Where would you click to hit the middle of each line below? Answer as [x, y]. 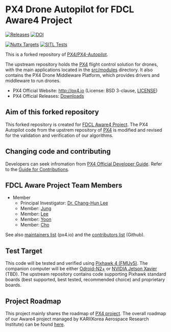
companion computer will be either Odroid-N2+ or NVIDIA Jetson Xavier [81, 269]
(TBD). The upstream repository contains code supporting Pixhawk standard [86, 274]
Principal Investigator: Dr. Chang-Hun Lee [64, 203]
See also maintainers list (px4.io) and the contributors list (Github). [75, 235]
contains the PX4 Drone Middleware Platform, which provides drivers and [82, 75]
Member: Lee [34, 214]
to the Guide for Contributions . [38, 169]
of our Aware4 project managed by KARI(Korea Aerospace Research [77, 319]
